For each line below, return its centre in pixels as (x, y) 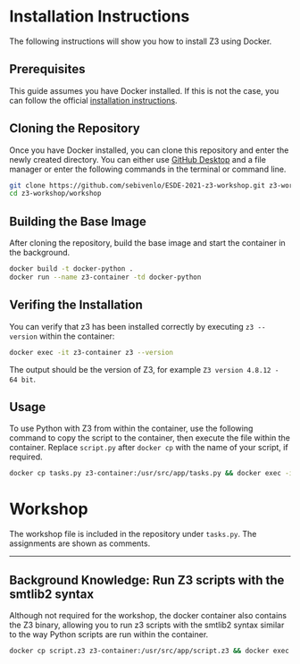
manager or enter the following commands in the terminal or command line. (148, 169)
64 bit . (22, 379)
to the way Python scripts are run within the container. (109, 635)
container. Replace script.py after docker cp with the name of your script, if (149, 448)
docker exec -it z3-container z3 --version (92, 352)
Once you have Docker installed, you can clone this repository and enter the (149, 150)
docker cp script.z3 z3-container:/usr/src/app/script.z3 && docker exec (150, 651)
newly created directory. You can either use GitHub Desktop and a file (137, 159)
